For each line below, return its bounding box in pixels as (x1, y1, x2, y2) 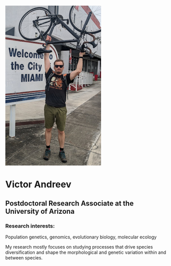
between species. (5, 254, 43, 261)
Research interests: (5, 222, 55, 229)
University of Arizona (5, 207, 75, 215)
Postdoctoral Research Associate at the (5, 199, 134, 208)
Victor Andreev (5, 179, 71, 190)
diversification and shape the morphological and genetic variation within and (5, 249, 166, 255)
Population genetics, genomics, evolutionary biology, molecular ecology (5, 234, 157, 240)
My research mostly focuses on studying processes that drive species (5, 243, 153, 250)
